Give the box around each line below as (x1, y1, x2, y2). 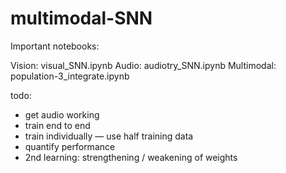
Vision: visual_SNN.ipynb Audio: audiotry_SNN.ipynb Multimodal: (10, 59, 277, 71)
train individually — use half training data (24, 130, 194, 142)
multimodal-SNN (10, 7, 153, 30)
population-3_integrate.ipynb (10, 70, 130, 82)
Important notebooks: (10, 40, 100, 52)
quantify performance (24, 140, 116, 152)
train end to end (24, 119, 91, 131)
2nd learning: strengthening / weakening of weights (24, 151, 238, 163)
